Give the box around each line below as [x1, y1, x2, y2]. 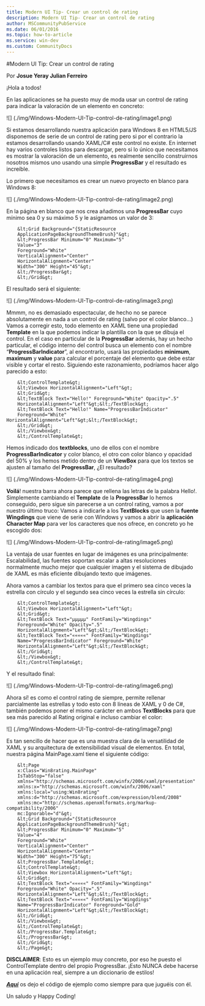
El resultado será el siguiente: [6, 285, 81, 292]
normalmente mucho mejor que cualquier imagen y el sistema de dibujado [6, 563, 193, 571]
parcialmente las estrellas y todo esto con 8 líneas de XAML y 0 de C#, [6, 700, 185, 708]
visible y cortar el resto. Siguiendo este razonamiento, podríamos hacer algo [6, 361, 199, 368]
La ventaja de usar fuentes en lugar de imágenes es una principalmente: [6, 550, 188, 558]
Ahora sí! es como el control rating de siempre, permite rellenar [6, 693, 166, 701]
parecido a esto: [6, 367, 48, 375]
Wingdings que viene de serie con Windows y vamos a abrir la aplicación [6, 513, 194, 521]
